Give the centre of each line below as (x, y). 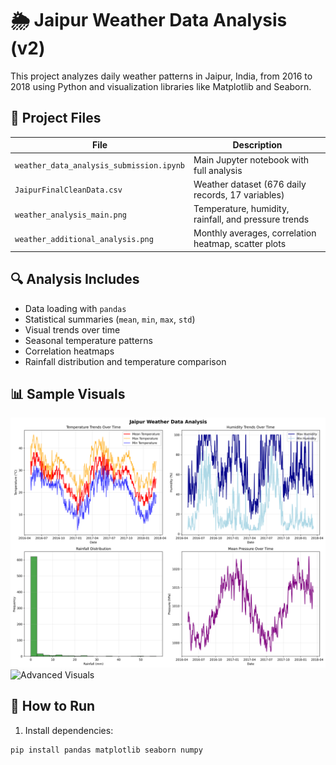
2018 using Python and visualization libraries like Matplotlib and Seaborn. (161, 86)
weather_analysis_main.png (70, 215)
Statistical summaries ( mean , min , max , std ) (110, 319)
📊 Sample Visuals (68, 393)
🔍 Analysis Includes (75, 279)
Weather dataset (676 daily (250, 184)
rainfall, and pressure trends (251, 219)
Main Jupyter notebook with (251, 159)
